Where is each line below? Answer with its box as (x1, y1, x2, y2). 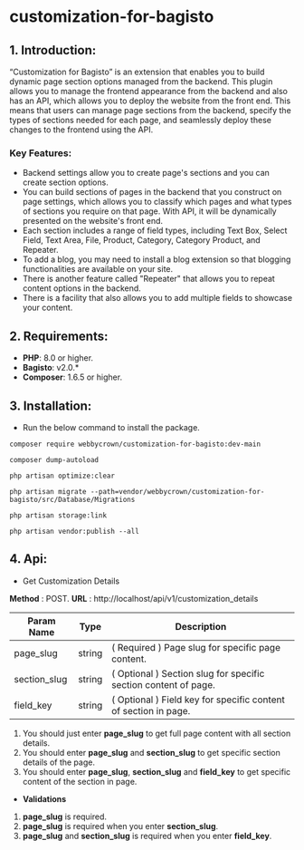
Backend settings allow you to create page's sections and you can (22, 168, 270, 179)
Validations (22, 793, 67, 804)
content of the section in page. (22, 776, 138, 787)
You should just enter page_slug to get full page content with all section (22, 728, 291, 739)
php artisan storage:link (9, 510, 107, 520)
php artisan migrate (9, 487, 88, 496)
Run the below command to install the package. (22, 421, 201, 432)
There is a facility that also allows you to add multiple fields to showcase (22, 293, 292, 304)
